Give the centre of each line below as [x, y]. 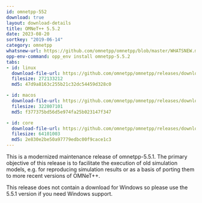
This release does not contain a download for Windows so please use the [97, 187]
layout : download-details [38, 23]
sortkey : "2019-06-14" [35, 40]
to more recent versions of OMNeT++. [53, 176]
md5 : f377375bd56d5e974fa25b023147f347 [62, 112]
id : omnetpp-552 [26, 12]
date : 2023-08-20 [28, 34]
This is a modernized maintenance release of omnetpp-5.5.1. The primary [97, 156]
